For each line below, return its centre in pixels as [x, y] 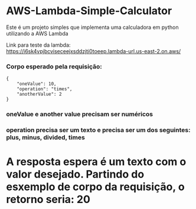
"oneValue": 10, [37, 84]
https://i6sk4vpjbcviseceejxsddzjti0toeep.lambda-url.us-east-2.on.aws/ [94, 51]
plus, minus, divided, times [46, 138]
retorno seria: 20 [48, 200]
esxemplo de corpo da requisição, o [95, 187]
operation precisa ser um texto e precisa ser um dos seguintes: [98, 130]
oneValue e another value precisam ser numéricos [80, 115]
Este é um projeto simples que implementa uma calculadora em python [92, 27]
